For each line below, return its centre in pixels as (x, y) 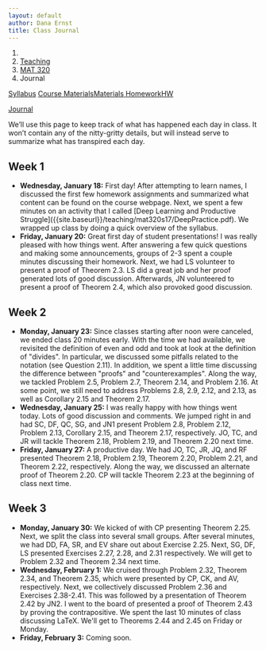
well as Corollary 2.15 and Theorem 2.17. (85, 399)
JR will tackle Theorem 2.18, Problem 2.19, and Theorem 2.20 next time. (137, 441)
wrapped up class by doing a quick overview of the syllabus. (119, 228)
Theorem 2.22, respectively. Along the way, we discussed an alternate (135, 467)
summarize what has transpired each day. (77, 142)
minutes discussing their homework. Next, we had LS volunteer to (127, 262)
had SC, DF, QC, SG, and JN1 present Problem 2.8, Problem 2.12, (125, 424)
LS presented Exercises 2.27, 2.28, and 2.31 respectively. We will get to (136, 553)
